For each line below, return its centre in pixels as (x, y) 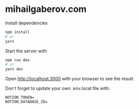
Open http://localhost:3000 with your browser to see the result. (70, 79)
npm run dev (17, 60)
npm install (17, 32)
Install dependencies (27, 23)
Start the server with (26, 51)
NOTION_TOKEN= (20, 98)
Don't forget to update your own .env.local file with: (58, 89)
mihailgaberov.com (46, 9)
